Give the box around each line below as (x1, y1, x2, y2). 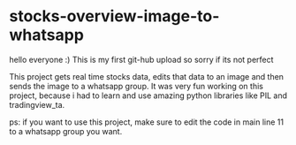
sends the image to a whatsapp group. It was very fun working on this (9, 80, 263, 91)
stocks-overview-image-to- (9, 6, 220, 27)
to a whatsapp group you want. (9, 126, 123, 136)
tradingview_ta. (9, 99, 65, 110)
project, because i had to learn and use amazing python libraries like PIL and (9, 90, 288, 101)
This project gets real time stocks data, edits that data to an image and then (9, 71, 285, 81)
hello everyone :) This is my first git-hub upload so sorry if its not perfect (9, 54, 274, 65)
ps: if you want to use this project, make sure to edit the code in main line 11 (9, 117, 285, 127)
